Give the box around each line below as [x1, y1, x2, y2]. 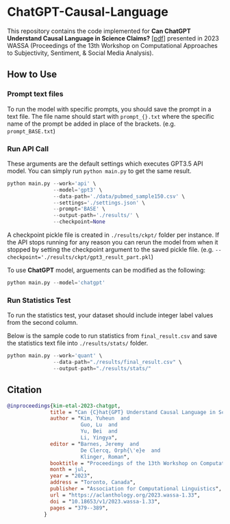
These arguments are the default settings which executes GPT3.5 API [7, 159, 203, 168]
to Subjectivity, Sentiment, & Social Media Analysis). [7, 49, 154, 57]
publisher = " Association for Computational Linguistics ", [50, 486, 222, 492]
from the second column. [7, 319, 79, 327]
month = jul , [50, 466, 88, 473]
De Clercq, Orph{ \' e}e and [80, 447, 161, 454]
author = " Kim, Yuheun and [50, 415, 130, 422]
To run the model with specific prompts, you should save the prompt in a [7, 104, 212, 113]
